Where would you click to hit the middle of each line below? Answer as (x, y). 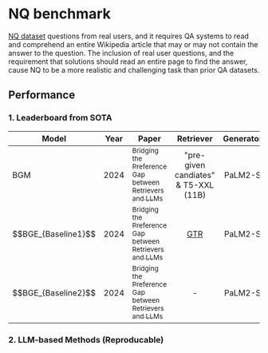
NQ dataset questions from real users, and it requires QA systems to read (129, 36)
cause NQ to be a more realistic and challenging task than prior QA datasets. (134, 69)
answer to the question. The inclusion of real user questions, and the (121, 53)
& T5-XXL (195, 184)
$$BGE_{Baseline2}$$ (54, 292)
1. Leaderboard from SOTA (61, 118)
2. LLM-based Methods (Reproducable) (86, 339)
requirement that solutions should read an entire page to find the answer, (128, 61)
